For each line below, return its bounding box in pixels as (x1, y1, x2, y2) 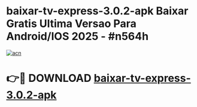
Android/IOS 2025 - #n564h (6, 30, 148, 43)
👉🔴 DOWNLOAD (6, 72, 92, 85)
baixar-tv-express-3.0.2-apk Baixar (6, 4, 189, 18)
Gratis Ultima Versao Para (6, 17, 137, 30)
